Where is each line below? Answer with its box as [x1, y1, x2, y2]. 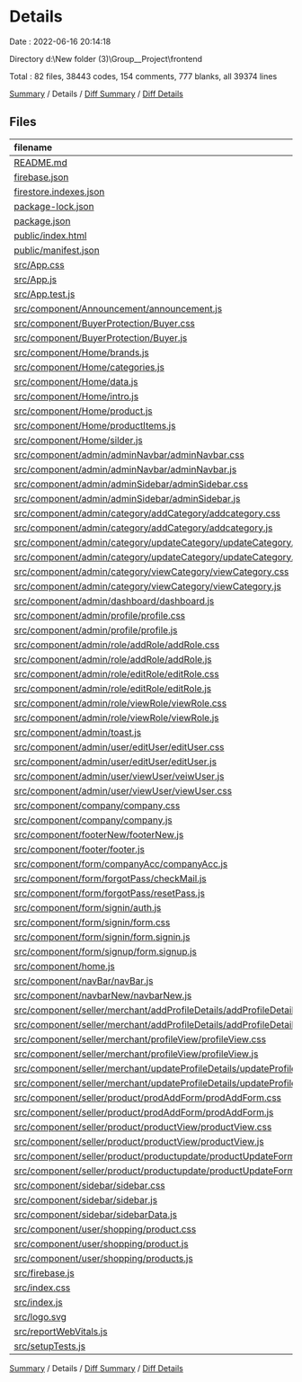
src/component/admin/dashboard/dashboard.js [13, 594, 215, 607]
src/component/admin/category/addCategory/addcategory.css [13, 506, 281, 519]
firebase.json [13, 171, 69, 183]
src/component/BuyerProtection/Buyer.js [13, 331, 188, 343]
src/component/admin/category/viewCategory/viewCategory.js [13, 580, 281, 593]
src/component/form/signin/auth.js [13, 901, 162, 914]
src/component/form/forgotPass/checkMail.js [13, 872, 207, 885]
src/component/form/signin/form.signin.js [13, 931, 191, 943]
